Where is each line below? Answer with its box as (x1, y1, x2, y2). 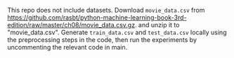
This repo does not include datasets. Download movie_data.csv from (7, 6, 205, 14)
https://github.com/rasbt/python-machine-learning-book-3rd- (7, 13, 188, 22)
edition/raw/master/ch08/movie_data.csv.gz (7, 21, 136, 29)
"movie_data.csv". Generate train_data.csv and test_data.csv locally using (7, 28, 227, 36)
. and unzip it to (134, 21, 180, 29)
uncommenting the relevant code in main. (7, 43, 128, 51)
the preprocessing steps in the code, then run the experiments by (7, 36, 197, 44)
